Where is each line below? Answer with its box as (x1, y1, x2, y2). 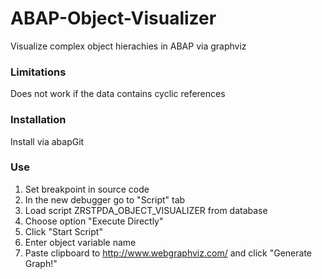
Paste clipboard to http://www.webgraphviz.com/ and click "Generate (24, 247, 312, 259)
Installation (10, 113, 67, 127)
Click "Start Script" (24, 225, 103, 237)
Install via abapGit (10, 135, 85, 147)
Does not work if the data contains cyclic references (10, 88, 226, 100)
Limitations (10, 65, 67, 79)
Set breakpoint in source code (24, 183, 150, 195)
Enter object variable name (24, 236, 137, 248)
